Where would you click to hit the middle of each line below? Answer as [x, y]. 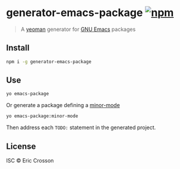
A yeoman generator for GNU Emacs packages [78, 29]
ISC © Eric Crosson [30, 160]
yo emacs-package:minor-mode [42, 116]
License [21, 146]
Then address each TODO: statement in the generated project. [81, 127]
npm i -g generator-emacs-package [49, 62]
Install [18, 48]
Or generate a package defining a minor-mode [63, 105]
